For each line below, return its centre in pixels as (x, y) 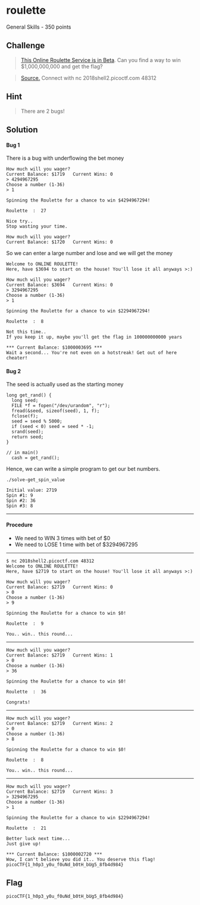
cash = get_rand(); (36, 458)
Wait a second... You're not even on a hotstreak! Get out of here (92, 353)
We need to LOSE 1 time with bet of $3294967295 (76, 544)
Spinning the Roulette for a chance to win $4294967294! (78, 200)
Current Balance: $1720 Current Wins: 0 (60, 242)
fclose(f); (25, 416)
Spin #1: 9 (20, 495)
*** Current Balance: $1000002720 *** (54, 854)
